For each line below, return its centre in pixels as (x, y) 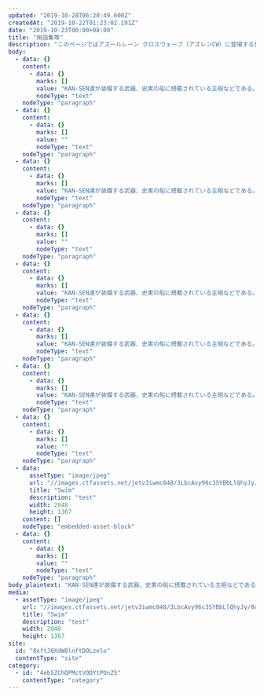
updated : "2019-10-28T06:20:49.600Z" (70, 15)
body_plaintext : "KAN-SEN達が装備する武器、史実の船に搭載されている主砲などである (132, 585)
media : (19, 592)
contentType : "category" (63, 680)
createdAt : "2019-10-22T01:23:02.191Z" (73, 23)
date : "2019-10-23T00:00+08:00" (61, 30)
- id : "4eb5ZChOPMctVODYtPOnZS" (68, 672)
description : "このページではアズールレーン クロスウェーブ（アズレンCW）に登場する (131, 45)
